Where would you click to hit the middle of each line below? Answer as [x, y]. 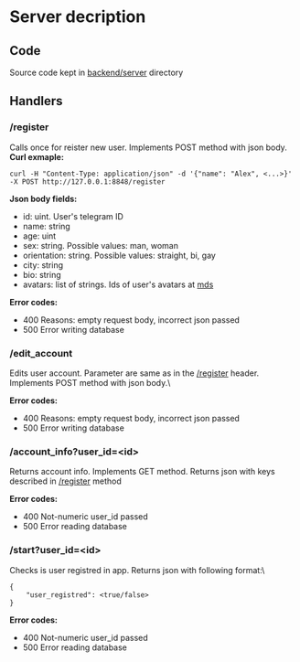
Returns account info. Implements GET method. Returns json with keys [143, 472]
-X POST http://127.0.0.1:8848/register [88, 182]
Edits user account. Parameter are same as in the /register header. [134, 373]
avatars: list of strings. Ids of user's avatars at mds [118, 284]
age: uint [39, 236]
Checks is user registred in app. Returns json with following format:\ [137, 570]
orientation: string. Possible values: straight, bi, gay [119, 255]
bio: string [42, 274]
